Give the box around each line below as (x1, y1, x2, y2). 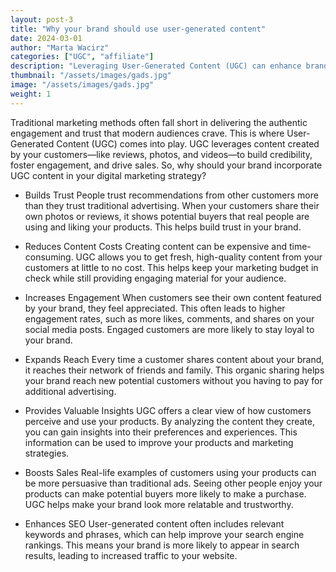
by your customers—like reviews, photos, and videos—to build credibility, (10, 148, 313, 160)
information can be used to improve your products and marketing (24, 436, 294, 448)
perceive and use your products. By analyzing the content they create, (24, 415, 315, 427)
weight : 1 (10, 89, 52, 99)
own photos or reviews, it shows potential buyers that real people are (24, 210, 310, 222)
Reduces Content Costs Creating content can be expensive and (24, 240, 287, 252)
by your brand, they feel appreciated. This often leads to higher (24, 302, 286, 314)
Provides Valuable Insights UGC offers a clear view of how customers (24, 404, 312, 416)
